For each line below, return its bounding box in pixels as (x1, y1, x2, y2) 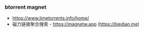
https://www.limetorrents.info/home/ (12, 15, 89, 21)
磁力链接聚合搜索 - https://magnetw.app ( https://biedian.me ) (12, 21, 140, 27)
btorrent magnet (5, 4, 46, 11)
